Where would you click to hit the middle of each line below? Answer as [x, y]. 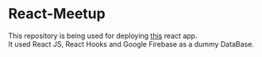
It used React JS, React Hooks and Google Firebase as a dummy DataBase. [131, 44]
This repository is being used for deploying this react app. [103, 36]
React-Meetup [57, 14]
